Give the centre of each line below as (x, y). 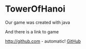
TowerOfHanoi (35, 9)
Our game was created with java (38, 22)
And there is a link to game (32, 32)
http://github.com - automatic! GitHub (43, 41)
